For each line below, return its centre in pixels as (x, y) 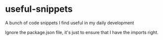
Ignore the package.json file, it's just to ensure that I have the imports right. (82, 32)
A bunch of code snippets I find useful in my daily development (70, 23)
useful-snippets (39, 9)
